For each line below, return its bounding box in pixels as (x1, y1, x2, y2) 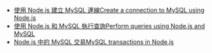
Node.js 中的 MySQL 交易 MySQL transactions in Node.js (13, 38, 174, 46)
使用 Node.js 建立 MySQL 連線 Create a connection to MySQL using (13, 6, 205, 14)
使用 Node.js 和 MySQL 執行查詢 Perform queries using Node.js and (13, 22, 205, 30)
